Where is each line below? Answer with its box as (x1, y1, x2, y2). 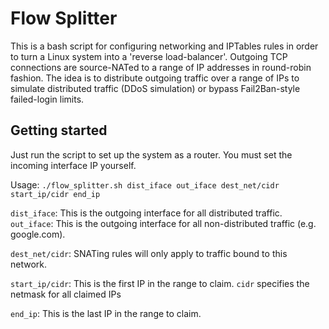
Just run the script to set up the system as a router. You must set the (10, 148, 293, 161)
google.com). (10, 228, 66, 240)
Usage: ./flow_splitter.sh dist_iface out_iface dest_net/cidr (10, 178, 280, 191)
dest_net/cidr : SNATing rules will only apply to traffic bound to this (10, 247, 288, 259)
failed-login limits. (10, 93, 85, 105)
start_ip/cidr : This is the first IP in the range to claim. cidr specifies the (10, 277, 310, 289)
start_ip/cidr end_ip (10, 189, 101, 199)
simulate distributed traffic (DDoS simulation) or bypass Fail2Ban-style (10, 82, 301, 94)
